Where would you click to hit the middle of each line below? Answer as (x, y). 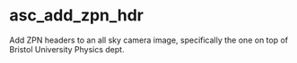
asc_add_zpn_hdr (77, 16)
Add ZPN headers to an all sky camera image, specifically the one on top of (149, 40)
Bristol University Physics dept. (67, 49)
